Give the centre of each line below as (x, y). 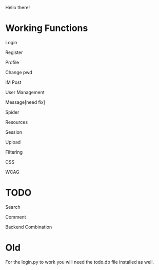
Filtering (14, 152)
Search (13, 207)
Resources (17, 122)
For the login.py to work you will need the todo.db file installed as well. (80, 262)
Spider (12, 112)
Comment (16, 217)
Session (14, 132)
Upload (13, 142)
